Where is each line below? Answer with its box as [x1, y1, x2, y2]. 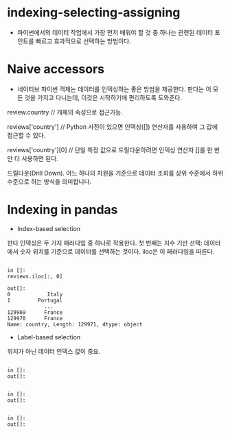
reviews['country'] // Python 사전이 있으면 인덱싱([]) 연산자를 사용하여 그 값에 [7, 122, 218, 131]
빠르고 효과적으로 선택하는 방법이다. [35, 36, 132, 45]
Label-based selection [16, 333, 81, 341]
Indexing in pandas [7, 202, 118, 217]
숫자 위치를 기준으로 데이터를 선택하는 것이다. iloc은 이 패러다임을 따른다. [19, 247, 215, 255]
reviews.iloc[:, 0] [7, 273, 63, 280]
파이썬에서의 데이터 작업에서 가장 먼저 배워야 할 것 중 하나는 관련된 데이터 [16, 28, 214, 36]
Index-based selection [16, 224, 81, 232]
